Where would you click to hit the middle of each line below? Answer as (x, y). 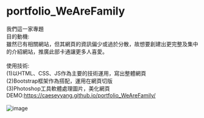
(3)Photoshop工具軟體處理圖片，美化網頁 (58, 88)
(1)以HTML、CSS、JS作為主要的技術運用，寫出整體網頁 (76, 73)
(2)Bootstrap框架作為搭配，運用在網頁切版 (59, 81)
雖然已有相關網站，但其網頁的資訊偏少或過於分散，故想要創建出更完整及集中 (102, 44)
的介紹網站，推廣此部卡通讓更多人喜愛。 (57, 51)
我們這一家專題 (25, 29)
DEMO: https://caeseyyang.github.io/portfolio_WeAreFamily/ (81, 95)
